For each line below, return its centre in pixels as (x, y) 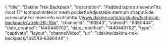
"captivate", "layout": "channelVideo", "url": (50, 33)
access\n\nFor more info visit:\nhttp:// (44, 17)
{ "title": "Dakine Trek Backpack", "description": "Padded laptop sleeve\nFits (83, 7)
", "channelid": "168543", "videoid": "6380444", (105, 23)
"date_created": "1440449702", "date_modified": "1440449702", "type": (79, 28)
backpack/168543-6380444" (35, 38)
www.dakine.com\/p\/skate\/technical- (121, 17)
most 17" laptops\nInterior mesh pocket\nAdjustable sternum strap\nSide (79, 12)
